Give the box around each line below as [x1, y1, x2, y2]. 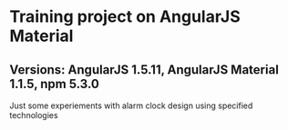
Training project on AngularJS [9, 6, 241, 27]
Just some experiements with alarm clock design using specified [9, 100, 253, 111]
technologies [9, 110, 58, 120]
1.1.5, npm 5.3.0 [9, 75, 100, 92]
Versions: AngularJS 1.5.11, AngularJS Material [9, 62, 280, 77]
